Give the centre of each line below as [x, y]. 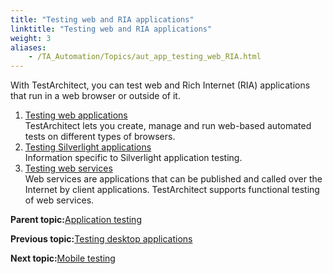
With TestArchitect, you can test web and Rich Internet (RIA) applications [160, 85]
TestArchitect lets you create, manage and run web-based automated [168, 126]
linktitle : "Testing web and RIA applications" [111, 29]
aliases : [28, 47]
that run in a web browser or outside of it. [95, 96]
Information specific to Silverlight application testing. [133, 158]
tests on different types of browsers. [100, 137]
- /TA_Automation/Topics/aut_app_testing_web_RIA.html [145, 57]
